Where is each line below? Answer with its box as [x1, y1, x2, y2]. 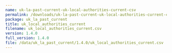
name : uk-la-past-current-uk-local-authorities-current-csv [5, 7, 137, 13]
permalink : [5, 12, 29, 17]
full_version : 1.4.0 [5, 36, 50, 41]
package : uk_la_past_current [5, 17, 68, 22]
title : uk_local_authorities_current [5, 21, 86, 27]
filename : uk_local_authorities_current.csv [5, 26, 102, 31]
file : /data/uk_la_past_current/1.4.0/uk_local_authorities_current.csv [5, 40, 164, 45]
